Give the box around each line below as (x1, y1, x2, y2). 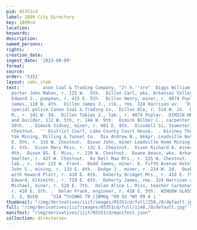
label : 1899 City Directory (6, 14, 75, 20)
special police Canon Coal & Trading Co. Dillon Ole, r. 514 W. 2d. (11, 107, 185, 112)
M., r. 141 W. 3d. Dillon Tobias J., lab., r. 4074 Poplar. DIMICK (11, 112, 185, 118)
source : (6, 68, 25, 74)
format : (6, 63, 25, 69)
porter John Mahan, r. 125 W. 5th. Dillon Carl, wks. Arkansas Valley (11, 90, 193, 96)
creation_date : (6, 52, 43, 58)
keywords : (6, 30, 30, 36)
